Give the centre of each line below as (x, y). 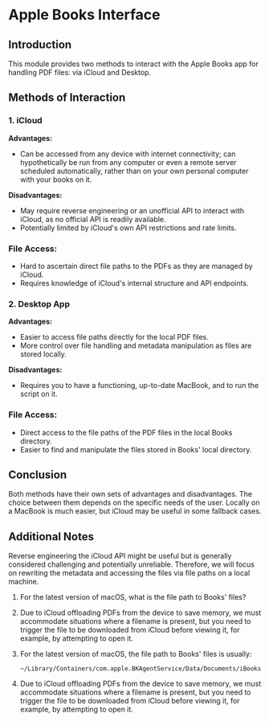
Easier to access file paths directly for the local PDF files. (114, 337)
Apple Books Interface (84, 15)
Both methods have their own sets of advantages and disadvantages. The (130, 494)
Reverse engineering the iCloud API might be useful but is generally (120, 556)
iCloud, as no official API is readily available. (93, 219)
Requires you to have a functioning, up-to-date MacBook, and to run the (139, 386)
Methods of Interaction (67, 98)
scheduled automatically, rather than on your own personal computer (134, 171)
